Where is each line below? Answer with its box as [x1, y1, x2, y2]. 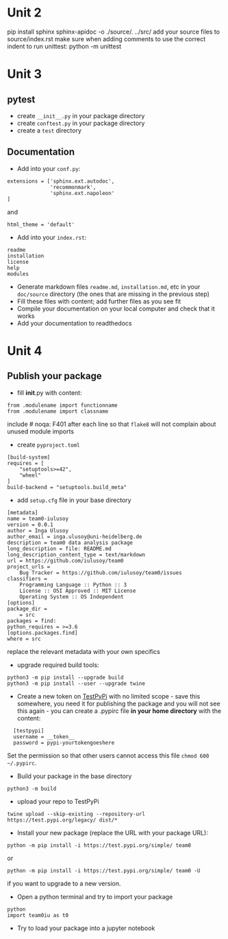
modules [7, 270, 29, 278]
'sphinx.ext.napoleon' [50, 190, 115, 196]
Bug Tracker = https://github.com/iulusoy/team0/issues [19, 569, 183, 576]
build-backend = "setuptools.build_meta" [7, 484, 127, 490]
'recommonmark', [50, 183, 97, 190]
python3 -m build [7, 785, 57, 792]
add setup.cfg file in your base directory [16, 496, 131, 504]
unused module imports [7, 427, 74, 435]
